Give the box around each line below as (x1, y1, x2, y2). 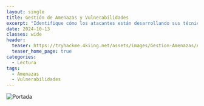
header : (6, 37, 26, 43)
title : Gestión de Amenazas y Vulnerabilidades (6, 15, 129, 21)
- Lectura (12, 59, 36, 65)
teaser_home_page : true (12, 48, 72, 55)
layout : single (6, 8, 45, 15)
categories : (6, 54, 36, 60)
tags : (6, 65, 20, 71)
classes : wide (6, 31, 42, 38)
